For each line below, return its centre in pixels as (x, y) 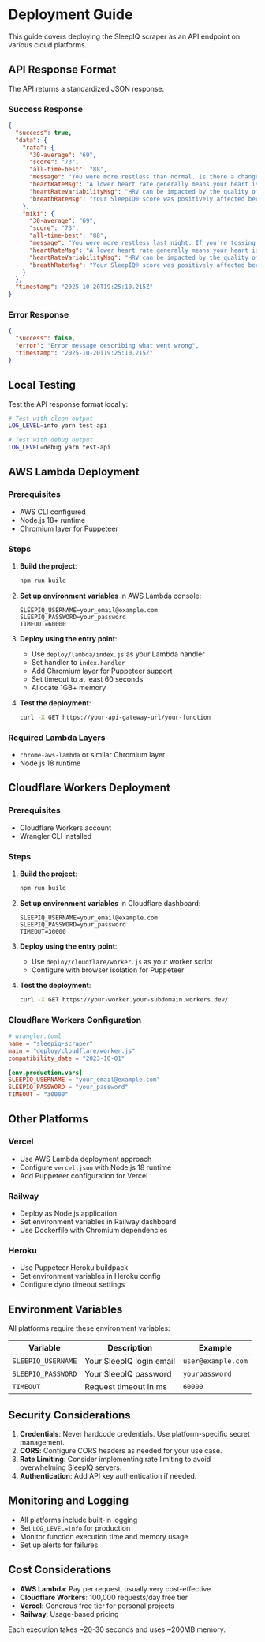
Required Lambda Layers (57, 738)
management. (42, 1442)
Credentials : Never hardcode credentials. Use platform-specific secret (135, 1434)
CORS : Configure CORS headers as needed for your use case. (121, 1450)
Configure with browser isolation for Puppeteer (108, 970)
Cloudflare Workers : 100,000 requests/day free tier (104, 1597)
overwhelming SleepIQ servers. (71, 1467)
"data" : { (31, 140)
